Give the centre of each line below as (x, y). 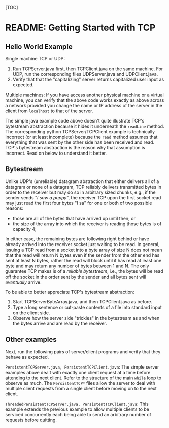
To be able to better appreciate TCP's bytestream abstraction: (70, 292)
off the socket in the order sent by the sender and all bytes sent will (76, 277)
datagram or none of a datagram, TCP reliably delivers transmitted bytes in (83, 187)
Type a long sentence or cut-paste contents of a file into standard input (87, 307)
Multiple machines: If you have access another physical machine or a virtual (84, 95)
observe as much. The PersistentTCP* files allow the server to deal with (80, 383)
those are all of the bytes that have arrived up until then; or (74, 218)
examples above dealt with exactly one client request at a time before (78, 372)
